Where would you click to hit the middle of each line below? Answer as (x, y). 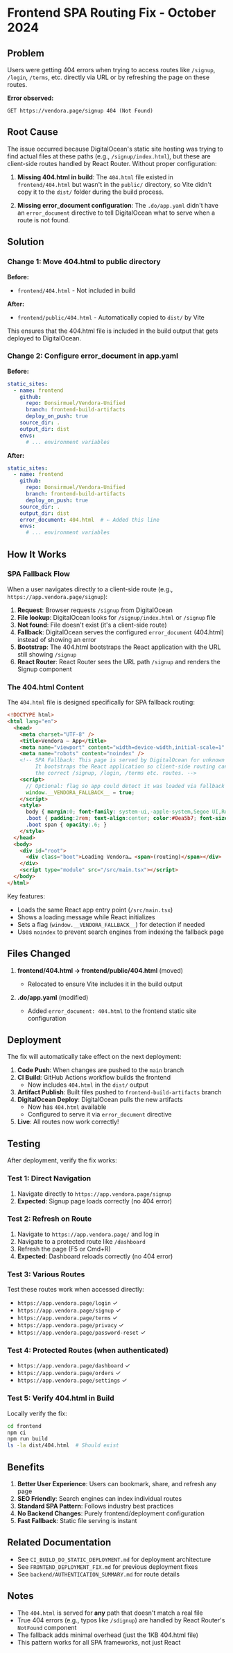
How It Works (37, 554)
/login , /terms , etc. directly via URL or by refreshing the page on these (109, 77)
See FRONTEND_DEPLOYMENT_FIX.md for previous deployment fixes (107, 1566)
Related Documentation (59, 1543)
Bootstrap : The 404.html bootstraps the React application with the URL (119, 647)
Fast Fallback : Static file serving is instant (77, 1521)
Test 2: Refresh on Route (50, 1219)
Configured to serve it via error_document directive (100, 1115)
